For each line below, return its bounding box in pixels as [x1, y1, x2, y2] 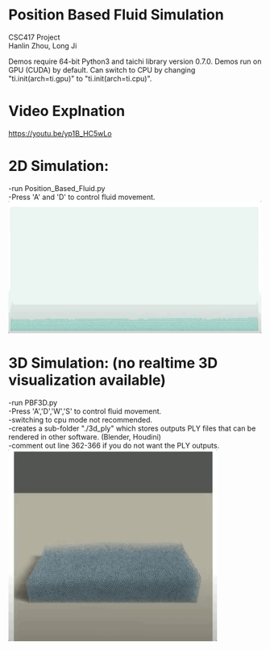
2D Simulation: [8, 157, 110, 175]
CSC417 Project [8, 32, 60, 42]
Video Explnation [8, 102, 126, 120]
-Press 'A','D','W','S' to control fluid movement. [8, 406, 162, 416]
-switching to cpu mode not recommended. [8, 415, 153, 424]
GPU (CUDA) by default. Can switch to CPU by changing [8, 65, 196, 74]
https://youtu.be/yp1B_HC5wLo [8, 128, 112, 138]
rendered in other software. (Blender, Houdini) [8, 431, 161, 441]
